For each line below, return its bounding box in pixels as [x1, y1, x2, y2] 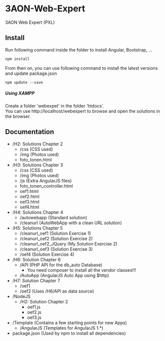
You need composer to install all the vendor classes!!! [27, 267, 136, 273]
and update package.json [5, 70, 57, 76]
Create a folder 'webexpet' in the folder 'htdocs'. [5, 102, 104, 109]
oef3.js [27, 314, 42, 320]
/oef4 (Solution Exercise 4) [19, 251, 75, 257]
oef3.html [19, 198, 40, 204]
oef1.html [19, 188, 39, 194]
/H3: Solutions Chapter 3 [12, 162, 63, 168]
